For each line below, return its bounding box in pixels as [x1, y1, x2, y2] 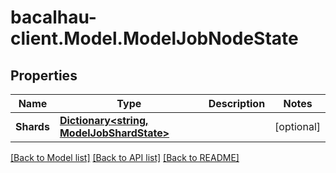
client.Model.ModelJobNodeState [10, 27, 299, 50]
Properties [10, 67, 78, 84]
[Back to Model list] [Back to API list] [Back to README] [10, 152, 240, 163]
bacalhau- [10, 6, 97, 29]
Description [208, 97, 266, 110]
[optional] [274, 120, 321, 133]
